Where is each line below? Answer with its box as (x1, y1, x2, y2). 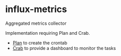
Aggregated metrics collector (5, 20, 67, 26)
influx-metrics (5, 4, 67, 15)
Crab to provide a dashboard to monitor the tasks (12, 45, 116, 51)
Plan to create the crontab (12, 39, 68, 46)
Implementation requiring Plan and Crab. (5, 30, 90, 36)
